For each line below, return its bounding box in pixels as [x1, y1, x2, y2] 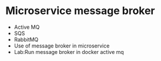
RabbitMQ [14, 36, 39, 43]
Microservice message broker [5, 4, 155, 18]
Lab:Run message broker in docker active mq [14, 48, 124, 55]
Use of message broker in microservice [14, 42, 110, 49]
